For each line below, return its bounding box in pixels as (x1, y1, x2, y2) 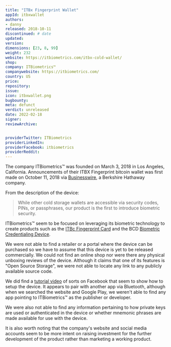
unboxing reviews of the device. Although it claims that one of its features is (5, 258, 165, 264)
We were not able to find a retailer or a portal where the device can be (5, 241, 153, 247)
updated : (5, 36, 24, 41)
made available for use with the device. (5, 315, 88, 321)
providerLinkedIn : (5, 140, 44, 145)
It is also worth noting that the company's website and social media (5, 325, 147, 331)
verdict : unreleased (5, 107, 50, 112)
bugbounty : (5, 98, 29, 103)
